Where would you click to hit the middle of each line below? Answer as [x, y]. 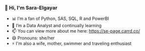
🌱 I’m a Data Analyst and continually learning [57, 26]
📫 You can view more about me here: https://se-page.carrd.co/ [76, 31]
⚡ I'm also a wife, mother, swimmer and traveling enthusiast [72, 44]
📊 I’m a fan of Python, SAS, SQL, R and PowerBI [60, 18]
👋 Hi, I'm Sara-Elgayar [31, 8]
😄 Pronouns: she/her [33, 38]
